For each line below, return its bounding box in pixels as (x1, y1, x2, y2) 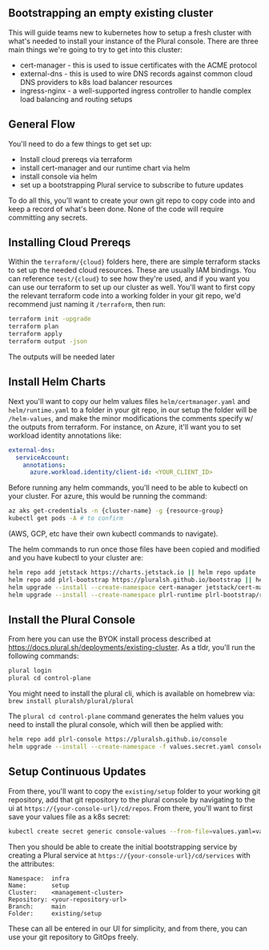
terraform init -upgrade (8, 315, 91, 323)
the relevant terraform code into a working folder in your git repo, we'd (8, 291, 242, 301)
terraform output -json (8, 338, 88, 346)
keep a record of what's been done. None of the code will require (8, 204, 224, 213)
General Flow (8, 118, 76, 131)
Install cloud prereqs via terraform (19, 154, 133, 164)
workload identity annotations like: (8, 431, 122, 440)
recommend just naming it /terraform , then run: (8, 300, 166, 309)
